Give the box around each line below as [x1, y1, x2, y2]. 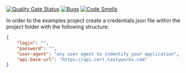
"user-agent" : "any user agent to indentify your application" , [17, 51, 179, 57]
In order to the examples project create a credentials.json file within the [6, 17, 181, 24]
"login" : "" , [17, 40, 49, 46]
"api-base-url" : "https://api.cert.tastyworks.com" [17, 57, 147, 62]
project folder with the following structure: [6, 24, 109, 30]
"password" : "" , [17, 45, 58, 51]
